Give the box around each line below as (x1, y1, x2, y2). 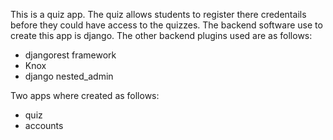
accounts (24, 120, 64, 131)
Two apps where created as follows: (10, 90, 160, 101)
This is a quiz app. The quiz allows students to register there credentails (10, 9, 307, 20)
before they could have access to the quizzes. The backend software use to (10, 19, 323, 31)
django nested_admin (24, 70, 114, 82)
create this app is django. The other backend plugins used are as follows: (10, 30, 313, 41)
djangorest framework (24, 49, 117, 61)
